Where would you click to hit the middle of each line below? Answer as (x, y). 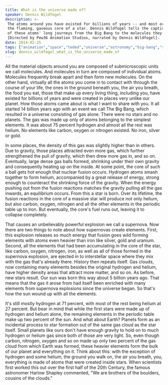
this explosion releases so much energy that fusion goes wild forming (77, 235)
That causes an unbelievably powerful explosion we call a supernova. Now (82, 224)
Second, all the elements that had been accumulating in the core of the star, (83, 245)
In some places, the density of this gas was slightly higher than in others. (80, 145)
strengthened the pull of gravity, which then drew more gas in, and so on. (81, 156)
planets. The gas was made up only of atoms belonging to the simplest (78, 119)
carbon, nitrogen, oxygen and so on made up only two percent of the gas (80, 341)
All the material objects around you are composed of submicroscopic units (82, 66)
